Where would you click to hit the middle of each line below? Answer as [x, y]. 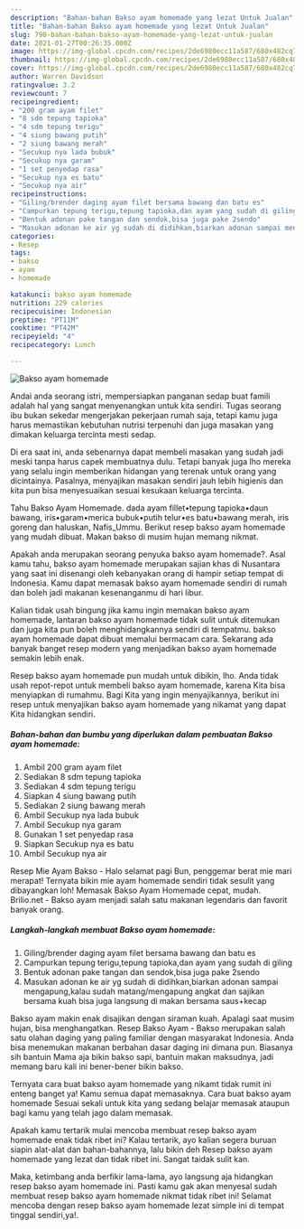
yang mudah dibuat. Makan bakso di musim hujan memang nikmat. [134, 536]
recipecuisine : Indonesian [61, 311]
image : [23, 52]
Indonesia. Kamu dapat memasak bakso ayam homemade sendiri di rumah [149, 583]
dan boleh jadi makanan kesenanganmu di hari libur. [107, 592]
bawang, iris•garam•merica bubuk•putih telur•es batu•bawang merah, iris [150, 517]
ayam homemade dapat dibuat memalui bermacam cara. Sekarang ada [142, 639]
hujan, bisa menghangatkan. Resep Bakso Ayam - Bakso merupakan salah [148, 1027]
